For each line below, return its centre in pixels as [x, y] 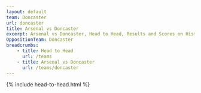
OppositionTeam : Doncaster [40, 40]
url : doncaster [25, 23]
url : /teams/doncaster [50, 67]
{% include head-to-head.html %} [48, 85]
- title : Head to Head [45, 51]
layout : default [26, 12]
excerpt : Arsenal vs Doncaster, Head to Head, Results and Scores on [95, 34]
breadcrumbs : [22, 46]
